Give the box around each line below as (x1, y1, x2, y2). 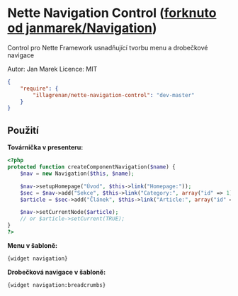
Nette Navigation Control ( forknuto (7, 5, 217, 21)
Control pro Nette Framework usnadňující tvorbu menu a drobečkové (7, 43, 208, 52)
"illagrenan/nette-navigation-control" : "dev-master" (33, 91, 195, 98)
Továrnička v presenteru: (7, 143, 84, 152)
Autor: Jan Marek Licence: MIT (7, 64, 98, 73)
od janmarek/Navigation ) (7, 20, 157, 36)
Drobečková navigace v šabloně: (7, 268, 106, 276)
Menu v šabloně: (7, 241, 58, 249)
